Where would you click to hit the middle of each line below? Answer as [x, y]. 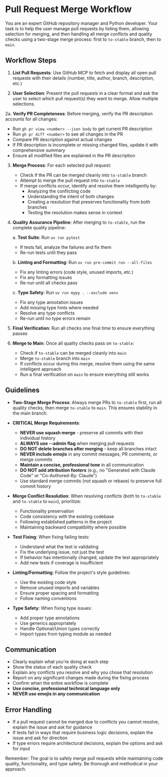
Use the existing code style [48, 582]
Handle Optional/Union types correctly [60, 628]
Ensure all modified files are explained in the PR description [74, 155]
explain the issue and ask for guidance [52, 727]
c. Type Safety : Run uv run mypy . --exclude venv [65, 292]
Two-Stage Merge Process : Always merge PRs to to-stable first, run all [87, 402]
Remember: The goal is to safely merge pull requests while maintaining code [84, 758]
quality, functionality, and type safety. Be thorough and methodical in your [81, 764]
